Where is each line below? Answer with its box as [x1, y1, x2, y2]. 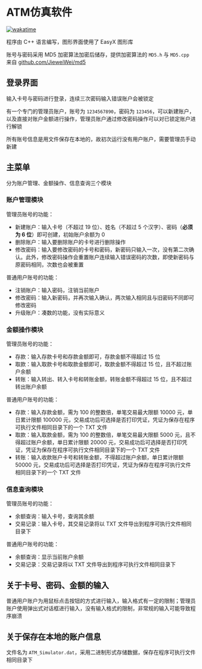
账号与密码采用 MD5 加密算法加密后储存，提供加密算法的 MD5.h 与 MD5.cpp [6, 50, 189, 58]
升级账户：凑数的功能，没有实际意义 [14, 309, 105, 316]
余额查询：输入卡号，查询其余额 [14, 513, 94, 520]
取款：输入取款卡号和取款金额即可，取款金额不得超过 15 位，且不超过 [14, 361, 187, 368]
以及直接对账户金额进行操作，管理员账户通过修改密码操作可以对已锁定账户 [6, 115, 191, 122]
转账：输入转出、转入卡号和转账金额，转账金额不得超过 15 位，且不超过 [14, 376, 192, 383]
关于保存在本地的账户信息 [6, 632, 101, 642]
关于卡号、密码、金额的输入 [6, 580, 109, 590]
